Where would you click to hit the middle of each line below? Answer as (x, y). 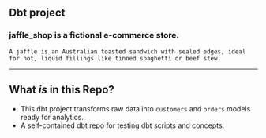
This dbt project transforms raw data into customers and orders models (135, 108)
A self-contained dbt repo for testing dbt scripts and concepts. (122, 125)
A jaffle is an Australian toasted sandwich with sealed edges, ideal (127, 51)
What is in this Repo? (62, 90)
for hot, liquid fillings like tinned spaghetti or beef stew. (115, 58)
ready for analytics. (52, 117)
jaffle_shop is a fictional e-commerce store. (94, 35)
